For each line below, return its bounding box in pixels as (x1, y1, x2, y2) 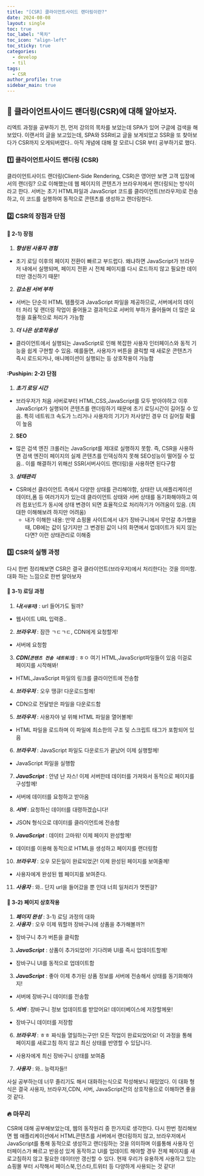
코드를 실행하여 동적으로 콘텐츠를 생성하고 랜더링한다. (25, 195, 153, 202)
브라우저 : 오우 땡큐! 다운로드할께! (15, 687, 95, 695)
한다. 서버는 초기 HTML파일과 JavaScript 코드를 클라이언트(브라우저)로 (18, 188, 188, 195)
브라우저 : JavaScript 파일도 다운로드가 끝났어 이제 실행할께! (15, 746, 160, 754)
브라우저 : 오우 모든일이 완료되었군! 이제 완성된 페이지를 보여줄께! (15, 858, 170, 865)
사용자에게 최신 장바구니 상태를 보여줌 (15, 1052, 106, 1059)
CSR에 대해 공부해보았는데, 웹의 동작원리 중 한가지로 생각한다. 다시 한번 (7, 1125, 177, 1132)
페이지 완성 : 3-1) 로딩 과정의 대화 (15, 913, 95, 921)
